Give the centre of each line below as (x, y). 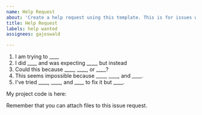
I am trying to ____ (37, 57)
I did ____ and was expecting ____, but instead (71, 63)
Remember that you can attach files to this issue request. (77, 105)
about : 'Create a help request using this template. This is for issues (99, 17)
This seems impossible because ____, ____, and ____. (79, 76)
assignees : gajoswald (33, 34)
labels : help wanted (32, 29)
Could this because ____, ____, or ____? (62, 69)
